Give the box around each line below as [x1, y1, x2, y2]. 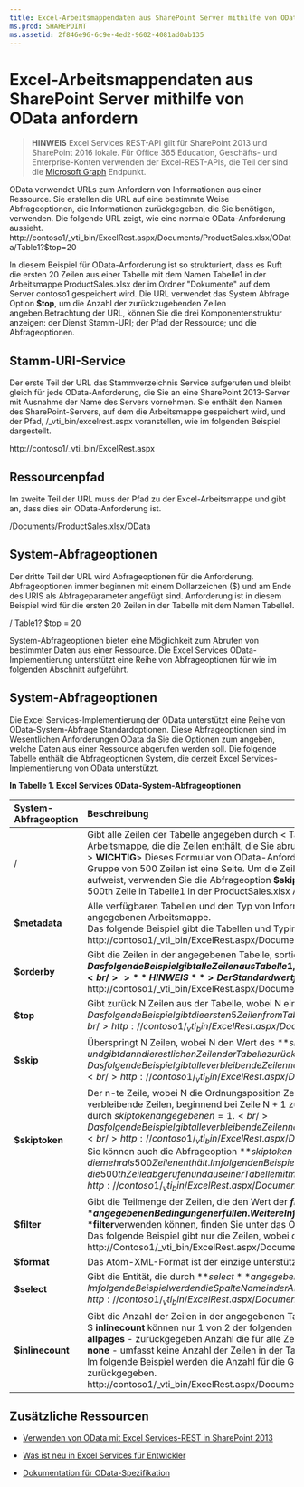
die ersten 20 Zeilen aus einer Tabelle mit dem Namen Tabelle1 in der [9, 269, 267, 280]
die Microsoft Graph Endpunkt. [31, 167, 147, 178]
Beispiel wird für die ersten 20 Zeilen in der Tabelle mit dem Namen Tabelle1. [9, 599, 295, 610]
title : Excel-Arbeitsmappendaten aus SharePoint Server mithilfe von [9, 13, 278, 23]
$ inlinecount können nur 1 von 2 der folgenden [87, 1321, 292, 1334]
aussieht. [9, 223, 43, 234]
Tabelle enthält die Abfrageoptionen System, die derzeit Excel [9, 753, 240, 763]
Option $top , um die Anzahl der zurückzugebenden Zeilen [9, 298, 227, 309]
